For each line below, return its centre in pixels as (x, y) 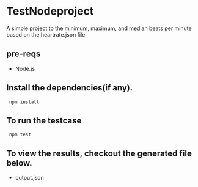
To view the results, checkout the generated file (99, 153)
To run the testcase (44, 120)
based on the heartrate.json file (46, 34)
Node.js (25, 68)
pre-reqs (24, 54)
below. (19, 163)
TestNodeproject (50, 11)
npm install (24, 102)
